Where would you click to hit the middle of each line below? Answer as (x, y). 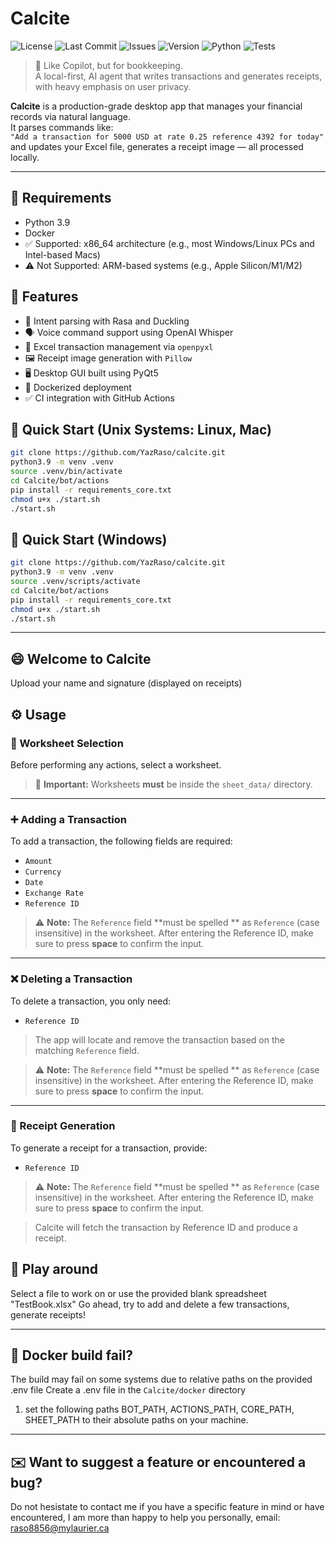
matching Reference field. (87, 1050)
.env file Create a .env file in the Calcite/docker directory (128, 1390)
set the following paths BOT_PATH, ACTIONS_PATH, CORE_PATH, (159, 1409)
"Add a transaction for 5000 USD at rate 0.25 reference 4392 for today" (167, 137)
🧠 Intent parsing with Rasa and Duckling (107, 321)
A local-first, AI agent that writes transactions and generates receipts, (178, 76)
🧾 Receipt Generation (63, 1126)
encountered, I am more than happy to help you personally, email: (145, 1518)
